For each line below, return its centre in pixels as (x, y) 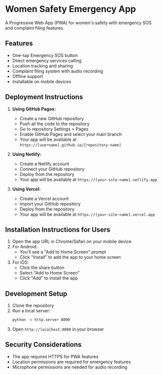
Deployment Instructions (44, 97)
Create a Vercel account (44, 199)
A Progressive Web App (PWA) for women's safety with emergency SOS (78, 23)
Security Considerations (44, 345)
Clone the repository (33, 306)
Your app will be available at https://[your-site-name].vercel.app (87, 214)
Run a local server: (31, 311)
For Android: (25, 247)
